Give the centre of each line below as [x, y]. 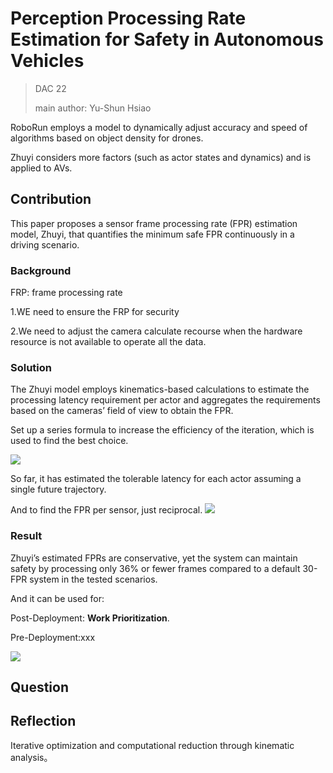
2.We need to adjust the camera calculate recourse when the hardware [156, 331]
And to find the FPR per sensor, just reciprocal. [106, 510]
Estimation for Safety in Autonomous [167, 39]
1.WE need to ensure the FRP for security [95, 312]
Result [26, 536]
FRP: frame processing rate [66, 293]
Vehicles [47, 61]
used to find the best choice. [69, 441]
